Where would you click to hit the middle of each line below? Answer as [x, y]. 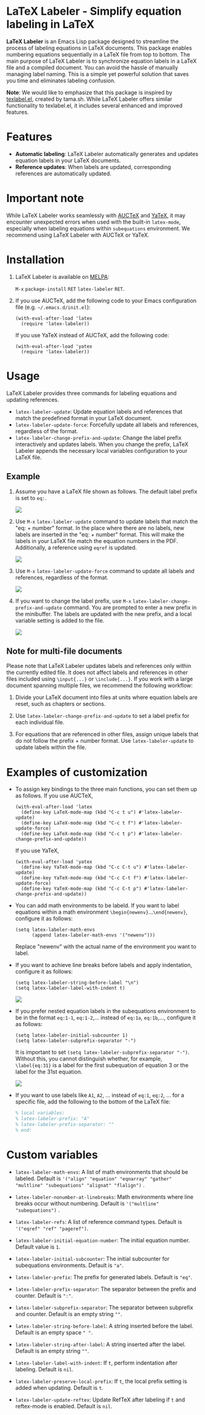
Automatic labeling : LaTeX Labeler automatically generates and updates [107, 154]
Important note [45, 198]
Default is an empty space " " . [54, 1332]
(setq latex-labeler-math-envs [55, 930]
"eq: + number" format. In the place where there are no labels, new [100, 528]
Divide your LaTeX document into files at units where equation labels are [106, 697]
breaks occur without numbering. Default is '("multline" [87, 1203]
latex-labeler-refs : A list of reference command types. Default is [99, 1221]
